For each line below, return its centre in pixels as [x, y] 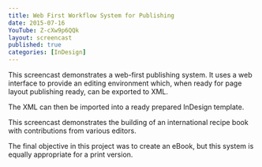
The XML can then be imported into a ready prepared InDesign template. [126, 107]
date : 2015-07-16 [37, 23]
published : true [35, 45]
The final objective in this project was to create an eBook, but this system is [131, 146]
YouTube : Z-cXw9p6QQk [44, 30]
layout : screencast [40, 38]
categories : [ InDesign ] [47, 52]
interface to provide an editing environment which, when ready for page [125, 83]
